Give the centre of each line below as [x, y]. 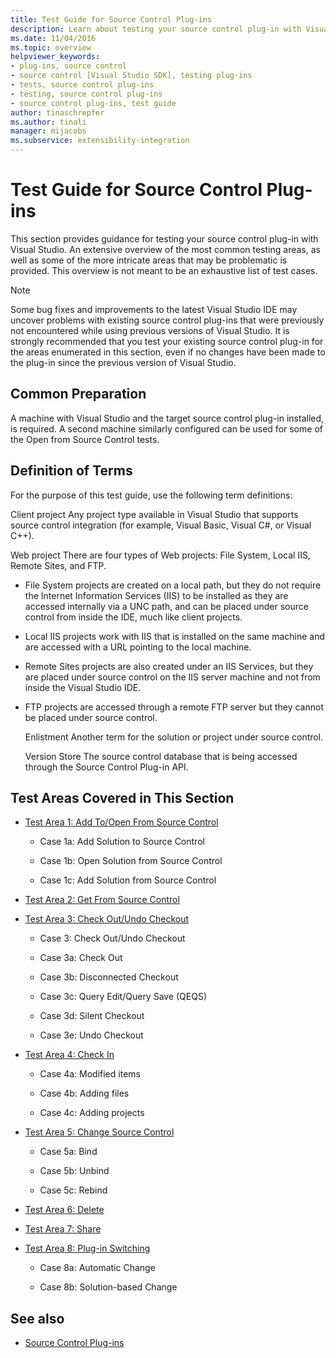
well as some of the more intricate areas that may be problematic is [149, 260]
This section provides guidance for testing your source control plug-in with [164, 238]
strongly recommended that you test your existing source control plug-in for [167, 341]
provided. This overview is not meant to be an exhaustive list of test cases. [164, 270]
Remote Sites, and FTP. [58, 565]
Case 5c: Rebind [73, 1190]
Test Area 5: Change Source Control [99, 1132]
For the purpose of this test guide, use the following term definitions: [151, 495]
